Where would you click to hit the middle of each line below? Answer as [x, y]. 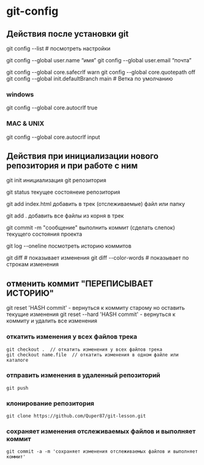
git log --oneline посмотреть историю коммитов [69, 246]
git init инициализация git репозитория [56, 180]
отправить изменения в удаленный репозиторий [83, 375]
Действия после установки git [67, 34]
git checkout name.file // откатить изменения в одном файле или [93, 355]
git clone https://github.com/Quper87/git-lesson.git [76, 416]
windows [20, 94]
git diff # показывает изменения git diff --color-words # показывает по [98, 258]
